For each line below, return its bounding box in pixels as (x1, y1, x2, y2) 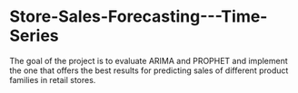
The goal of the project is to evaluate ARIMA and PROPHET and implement (9, 55, 288, 66)
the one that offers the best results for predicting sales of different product (9, 65, 289, 76)
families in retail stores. (9, 74, 96, 85)
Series (9, 25, 59, 46)
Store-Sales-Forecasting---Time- (9, 6, 268, 27)
